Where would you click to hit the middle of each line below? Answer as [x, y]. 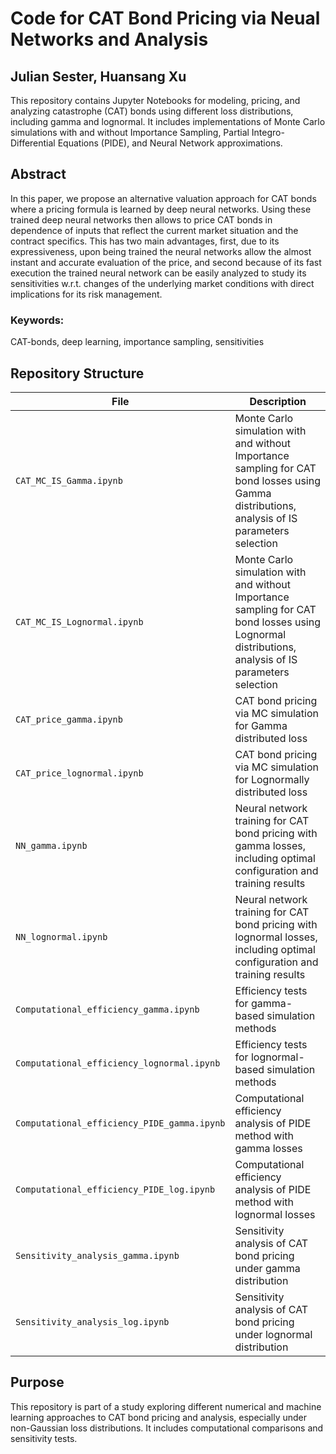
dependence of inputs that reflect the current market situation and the [154, 230]
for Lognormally [272, 779]
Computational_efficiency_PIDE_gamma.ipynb [120, 1123]
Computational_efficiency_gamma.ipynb [107, 1009]
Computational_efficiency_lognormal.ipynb [118, 1063]
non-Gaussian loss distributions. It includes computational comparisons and [167, 1428]
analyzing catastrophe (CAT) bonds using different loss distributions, [152, 111]
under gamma [267, 1268]
